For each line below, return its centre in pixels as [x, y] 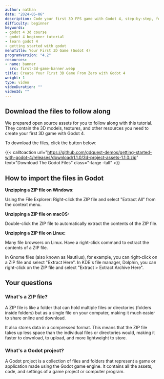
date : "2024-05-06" [25, 14]
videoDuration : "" [24, 87]
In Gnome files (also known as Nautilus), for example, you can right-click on [81, 257]
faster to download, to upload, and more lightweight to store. [66, 337]
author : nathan [20, 10]
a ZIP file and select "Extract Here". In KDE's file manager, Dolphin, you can [81, 262]
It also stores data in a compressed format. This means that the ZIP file [76, 327]
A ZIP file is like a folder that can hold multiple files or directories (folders [78, 307]
